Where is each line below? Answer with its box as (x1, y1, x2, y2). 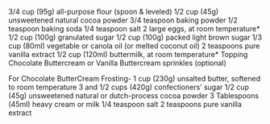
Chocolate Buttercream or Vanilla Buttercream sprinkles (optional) (8, 58, 227, 68)
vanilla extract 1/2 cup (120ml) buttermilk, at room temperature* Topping (8, 50, 248, 59)
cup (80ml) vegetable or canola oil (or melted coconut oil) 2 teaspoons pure (8, 41, 260, 51)
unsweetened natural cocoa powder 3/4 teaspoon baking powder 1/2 (8, 15, 238, 25)
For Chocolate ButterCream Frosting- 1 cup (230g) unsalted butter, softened (8, 74, 260, 83)
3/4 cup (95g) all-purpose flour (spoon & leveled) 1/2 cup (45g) (8, 7, 219, 16)
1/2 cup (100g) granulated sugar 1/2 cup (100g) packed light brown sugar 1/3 (8, 32, 263, 42)
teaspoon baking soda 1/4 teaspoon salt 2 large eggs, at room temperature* (8, 24, 260, 33)
